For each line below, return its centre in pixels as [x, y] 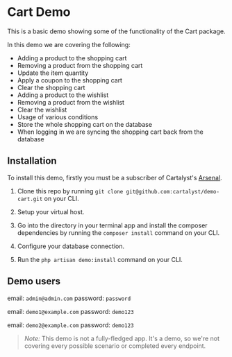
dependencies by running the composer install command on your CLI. [118, 232]
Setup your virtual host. [51, 211]
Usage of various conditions [58, 117]
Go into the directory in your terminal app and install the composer [112, 225]
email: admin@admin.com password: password [69, 298]
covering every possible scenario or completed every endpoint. [115, 346]
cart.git [30, 199]
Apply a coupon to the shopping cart [70, 80]
